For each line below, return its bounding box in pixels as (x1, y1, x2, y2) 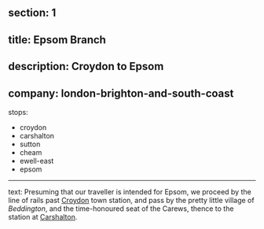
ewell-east (19, 156, 54, 165)
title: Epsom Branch (8, 33, 106, 46)
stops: (8, 107, 29, 116)
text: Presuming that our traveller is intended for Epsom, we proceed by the (8, 187, 251, 196)
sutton (19, 139, 41, 149)
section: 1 (8, 6, 57, 20)
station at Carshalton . (8, 212, 78, 221)
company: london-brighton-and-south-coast (8, 87, 234, 100)
